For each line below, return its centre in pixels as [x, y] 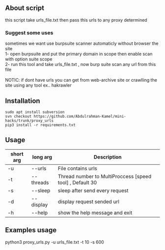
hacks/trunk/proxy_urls [29, 121]
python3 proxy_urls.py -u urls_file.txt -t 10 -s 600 [55, 242]
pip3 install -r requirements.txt [41, 125]
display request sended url [89, 201]
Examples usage [31, 230]
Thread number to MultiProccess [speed [105, 176]
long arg [42, 157]
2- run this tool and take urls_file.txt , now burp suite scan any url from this [81, 64]
